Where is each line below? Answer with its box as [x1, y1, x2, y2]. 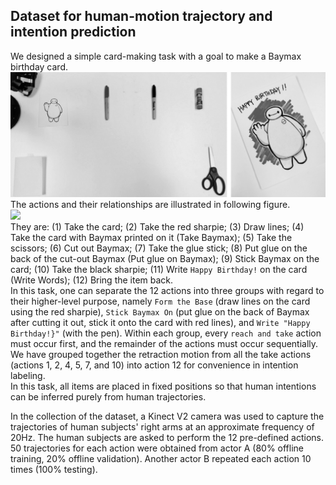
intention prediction [10, 24, 137, 41]
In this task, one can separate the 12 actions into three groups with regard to [10, 285, 325, 297]
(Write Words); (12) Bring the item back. [10, 274, 174, 286]
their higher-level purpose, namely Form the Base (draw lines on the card [10, 295, 311, 308]
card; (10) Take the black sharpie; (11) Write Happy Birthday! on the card [10, 264, 308, 276]
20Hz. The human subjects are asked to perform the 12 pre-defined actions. [10, 432, 324, 444]
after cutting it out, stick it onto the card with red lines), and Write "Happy [10, 317, 311, 329]
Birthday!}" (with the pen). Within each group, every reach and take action [10, 327, 322, 339]
